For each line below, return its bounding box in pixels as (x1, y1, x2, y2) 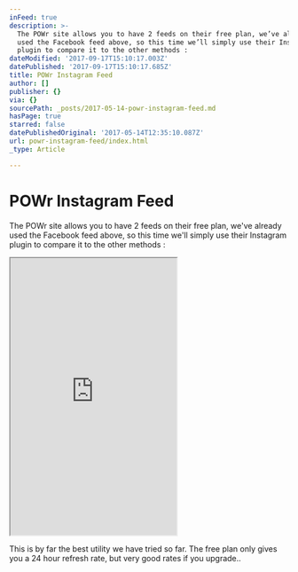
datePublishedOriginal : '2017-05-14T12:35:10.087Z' (9, 129, 204, 137)
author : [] (9, 79, 50, 88)
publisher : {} (9, 87, 62, 96)
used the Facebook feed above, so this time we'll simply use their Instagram (9, 230, 287, 240)
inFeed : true (9, 12, 58, 22)
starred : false (9, 121, 66, 129)
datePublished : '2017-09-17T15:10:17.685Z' (9, 63, 173, 72)
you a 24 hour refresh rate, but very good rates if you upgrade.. (9, 552, 241, 563)
